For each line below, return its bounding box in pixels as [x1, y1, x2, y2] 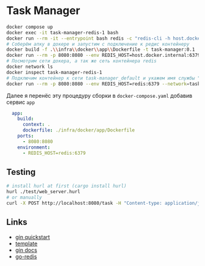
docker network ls [6, 64, 53, 70]
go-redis [15, 253, 37, 260]
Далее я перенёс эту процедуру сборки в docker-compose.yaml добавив [6, 92, 193, 99]
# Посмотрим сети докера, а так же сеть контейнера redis [6, 58, 157, 64]
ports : [17, 133, 34, 139]
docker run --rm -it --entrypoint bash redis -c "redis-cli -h [6, 35, 171, 42]
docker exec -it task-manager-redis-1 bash [6, 29, 119, 35]
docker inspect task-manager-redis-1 [6, 69, 103, 75]
